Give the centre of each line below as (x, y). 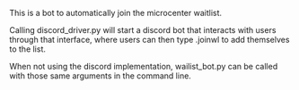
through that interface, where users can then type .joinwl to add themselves (149, 40)
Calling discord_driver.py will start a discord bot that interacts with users (143, 30)
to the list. (28, 49)
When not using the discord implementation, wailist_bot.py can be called (144, 66)
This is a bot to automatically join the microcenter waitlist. (116, 13)
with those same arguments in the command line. (100, 76)
